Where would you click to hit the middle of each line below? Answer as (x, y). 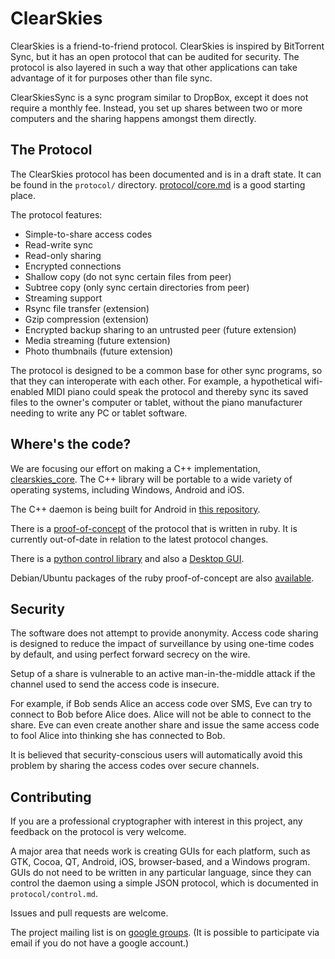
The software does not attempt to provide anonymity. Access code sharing (164, 633)
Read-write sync (59, 244)
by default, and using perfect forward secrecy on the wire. (130, 654)
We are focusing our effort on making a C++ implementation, (135, 468)
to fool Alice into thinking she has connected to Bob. (118, 736)
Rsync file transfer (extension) (87, 308)
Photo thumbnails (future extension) (99, 351)
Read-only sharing (63, 255)
